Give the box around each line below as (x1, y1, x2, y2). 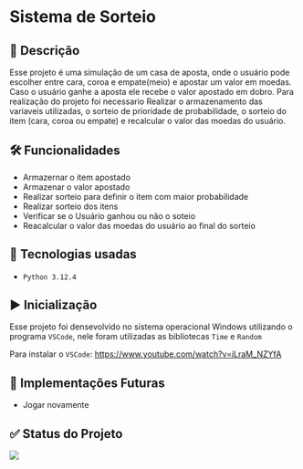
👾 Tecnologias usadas (9, 246, 137, 262)
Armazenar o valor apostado (22, 181, 131, 193)
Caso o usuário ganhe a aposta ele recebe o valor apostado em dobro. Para (9, 87, 295, 97)
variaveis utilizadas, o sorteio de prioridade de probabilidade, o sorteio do (9, 106, 287, 116)
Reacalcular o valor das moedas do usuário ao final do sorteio (22, 220, 256, 231)
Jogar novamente (22, 400, 89, 411)
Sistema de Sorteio (9, 6, 157, 27)
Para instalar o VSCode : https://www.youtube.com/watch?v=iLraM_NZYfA (9, 349, 282, 360)
